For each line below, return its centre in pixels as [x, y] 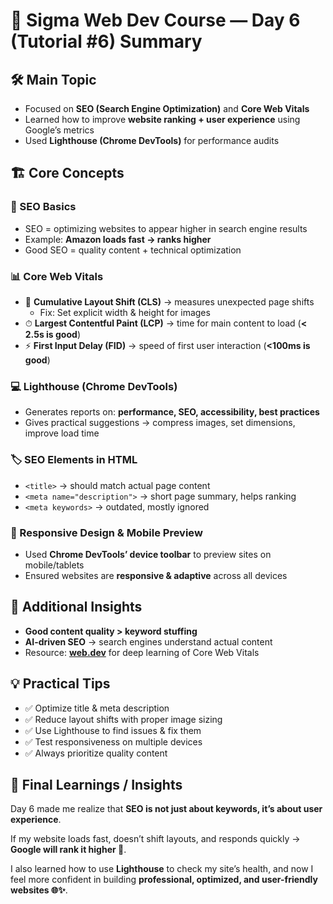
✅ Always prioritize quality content [96, 753]
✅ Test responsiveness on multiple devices [113, 741]
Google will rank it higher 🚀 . [68, 850]
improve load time [62, 433]
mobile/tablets [54, 565]
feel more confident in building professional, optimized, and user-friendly [164, 880]
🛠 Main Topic [53, 79]
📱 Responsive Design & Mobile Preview [106, 532]
